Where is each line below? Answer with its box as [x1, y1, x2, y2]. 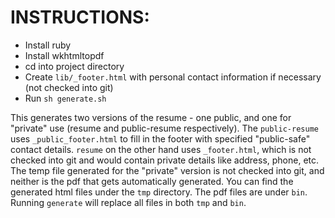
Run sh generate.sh [24, 92, 107, 104]
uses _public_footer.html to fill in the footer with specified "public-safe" [10, 132, 311, 145]
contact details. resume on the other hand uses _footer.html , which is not [10, 143, 312, 155]
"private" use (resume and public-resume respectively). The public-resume [10, 122, 319, 134]
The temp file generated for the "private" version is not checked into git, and [10, 164, 325, 176]
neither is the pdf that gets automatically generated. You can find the [10, 175, 294, 187]
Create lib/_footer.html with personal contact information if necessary [24, 71, 322, 83]
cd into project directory [24, 60, 125, 72]
